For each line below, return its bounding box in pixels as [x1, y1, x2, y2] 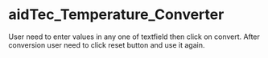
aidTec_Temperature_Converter [8, 6, 225, 24]
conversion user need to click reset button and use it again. [8, 40, 205, 49]
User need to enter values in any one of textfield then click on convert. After [8, 32, 260, 41]
